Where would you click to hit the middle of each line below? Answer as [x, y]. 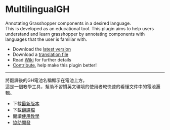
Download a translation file [40, 54]
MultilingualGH [37, 9]
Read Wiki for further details [42, 59]
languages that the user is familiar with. [46, 39]
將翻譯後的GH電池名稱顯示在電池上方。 [46, 80]
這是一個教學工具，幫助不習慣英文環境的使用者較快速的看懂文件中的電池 [80, 86]
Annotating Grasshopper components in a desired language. [68, 23]
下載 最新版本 [26, 103]
